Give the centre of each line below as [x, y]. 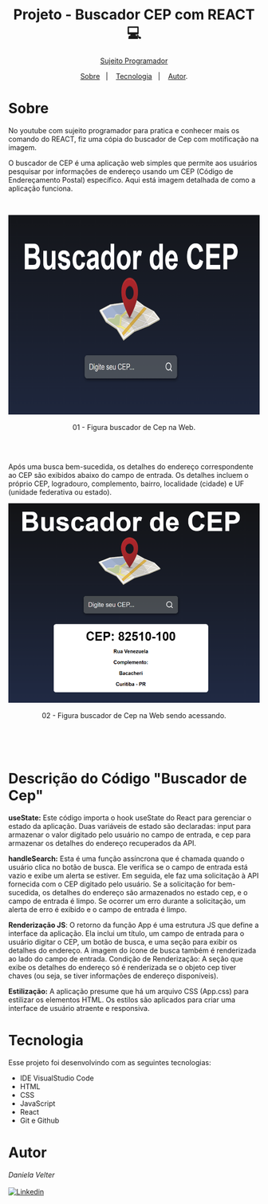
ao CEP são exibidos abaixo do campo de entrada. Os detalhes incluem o [128, 475]
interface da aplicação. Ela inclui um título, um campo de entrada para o [126, 933]
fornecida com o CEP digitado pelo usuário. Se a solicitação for [112, 884]
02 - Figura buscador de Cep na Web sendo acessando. [134, 715]
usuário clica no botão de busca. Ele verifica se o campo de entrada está [128, 866]
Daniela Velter [32, 1174]
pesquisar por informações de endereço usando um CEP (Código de [121, 171]
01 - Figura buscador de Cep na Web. [134, 427]
